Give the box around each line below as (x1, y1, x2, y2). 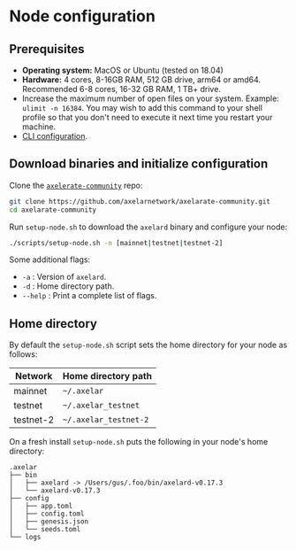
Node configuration (9, 6, 156, 27)
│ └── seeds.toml (9, 525, 81, 534)
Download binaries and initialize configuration (9, 157, 269, 172)
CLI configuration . (21, 131, 88, 141)
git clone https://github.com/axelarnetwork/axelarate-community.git (9, 197, 271, 205)
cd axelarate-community (9, 205, 97, 214)
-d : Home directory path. (21, 281, 115, 291)
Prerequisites (9, 42, 85, 57)
